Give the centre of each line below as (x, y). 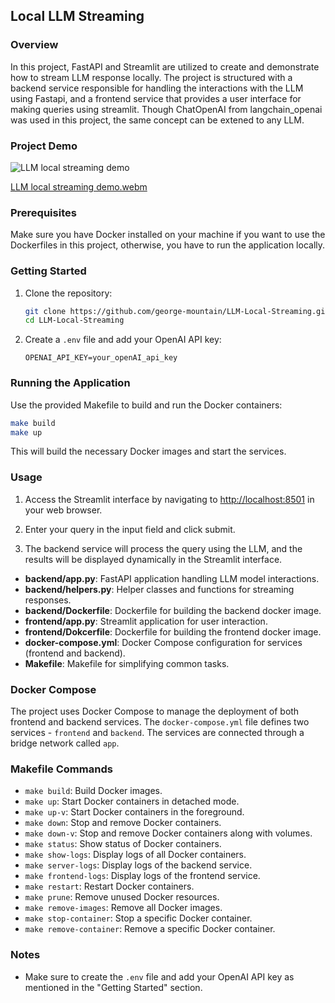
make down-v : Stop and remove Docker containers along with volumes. (168, 833)
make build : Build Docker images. (93, 791)
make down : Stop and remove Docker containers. (123, 823)
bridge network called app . (65, 743)
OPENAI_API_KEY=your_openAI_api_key (101, 358)
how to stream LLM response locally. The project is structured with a (151, 77)
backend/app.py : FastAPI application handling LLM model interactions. (172, 578)
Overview (34, 45)
